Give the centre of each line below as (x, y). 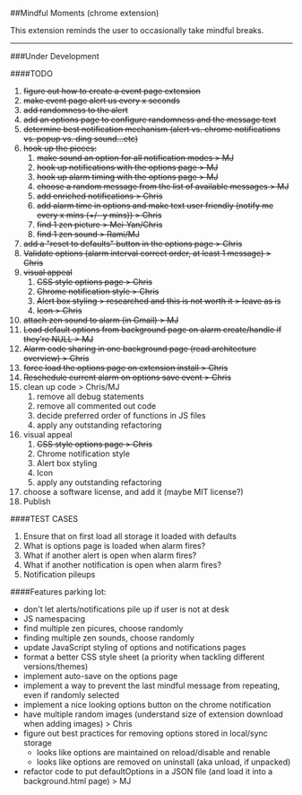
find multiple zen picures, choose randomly (103, 628)
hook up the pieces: (60, 148)
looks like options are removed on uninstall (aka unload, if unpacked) (164, 762)
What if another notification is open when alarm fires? (122, 565)
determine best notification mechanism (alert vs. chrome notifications (151, 129)
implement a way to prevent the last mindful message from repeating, (151, 685)
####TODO (31, 74)
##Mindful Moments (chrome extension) (85, 13)
